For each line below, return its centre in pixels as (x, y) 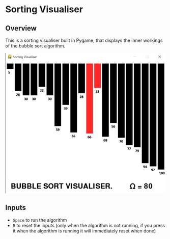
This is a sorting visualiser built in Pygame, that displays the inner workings (84, 40)
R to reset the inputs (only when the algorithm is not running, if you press (89, 225)
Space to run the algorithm (40, 220)
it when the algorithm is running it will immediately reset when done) (84, 231)
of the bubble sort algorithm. (35, 46)
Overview (21, 28)
